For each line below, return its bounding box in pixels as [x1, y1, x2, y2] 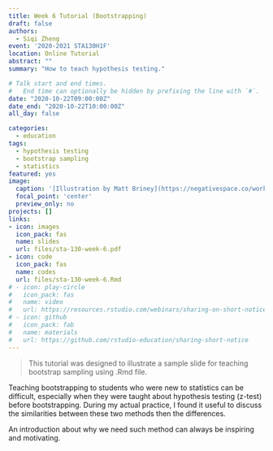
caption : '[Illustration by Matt [15, 184, 129, 193]
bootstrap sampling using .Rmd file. [28, 366, 148, 376]
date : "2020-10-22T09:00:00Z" [8, 94, 111, 102]
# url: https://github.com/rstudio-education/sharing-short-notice [8, 336, 249, 344]
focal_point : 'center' [15, 193, 93, 201]
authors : [8, 27, 38, 35]
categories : [8, 124, 49, 132]
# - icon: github [8, 314, 67, 322]
